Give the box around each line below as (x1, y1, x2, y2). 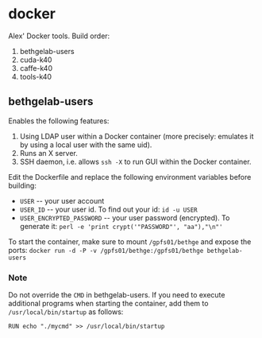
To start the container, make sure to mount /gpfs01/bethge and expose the (8, 236, 252, 247)
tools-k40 (19, 72, 52, 81)
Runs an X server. (19, 148, 78, 157)
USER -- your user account (19, 196, 105, 205)
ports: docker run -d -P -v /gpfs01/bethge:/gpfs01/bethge (8, 245, 204, 254)
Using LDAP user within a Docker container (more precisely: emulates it (19, 131, 254, 141)
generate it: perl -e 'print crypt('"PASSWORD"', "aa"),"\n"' (19, 221, 223, 231)
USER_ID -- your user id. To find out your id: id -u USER (19, 204, 198, 214)
